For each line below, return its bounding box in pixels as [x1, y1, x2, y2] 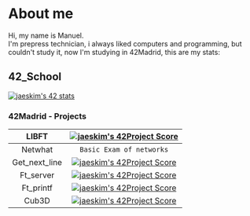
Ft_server [19, 170, 55, 181]
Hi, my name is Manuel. [8, 31, 84, 40]
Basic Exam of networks [79, 145, 169, 154]
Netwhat [20, 145, 53, 156]
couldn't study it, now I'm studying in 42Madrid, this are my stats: [8, 47, 220, 57]
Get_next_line [12, 157, 63, 168]
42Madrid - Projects [8, 111, 87, 122]
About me [8, 5, 74, 23]
